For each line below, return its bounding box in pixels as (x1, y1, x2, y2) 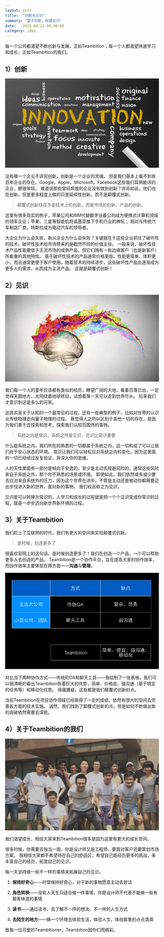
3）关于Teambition (5, 516, 64, 524)
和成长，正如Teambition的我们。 (5, 49, 70, 55)
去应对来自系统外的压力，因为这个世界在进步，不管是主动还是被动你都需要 (5, 477, 155, 483)
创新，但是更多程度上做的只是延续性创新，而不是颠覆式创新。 (9, 192, 133, 197)
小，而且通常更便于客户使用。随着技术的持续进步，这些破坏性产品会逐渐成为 (5, 260, 159, 265)
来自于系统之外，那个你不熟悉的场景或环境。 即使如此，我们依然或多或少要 (5, 471, 156, 477)
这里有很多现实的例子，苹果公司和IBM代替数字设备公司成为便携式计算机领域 (5, 213, 159, 218)
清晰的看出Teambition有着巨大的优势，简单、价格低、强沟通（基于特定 (13, 680, 156, 686)
